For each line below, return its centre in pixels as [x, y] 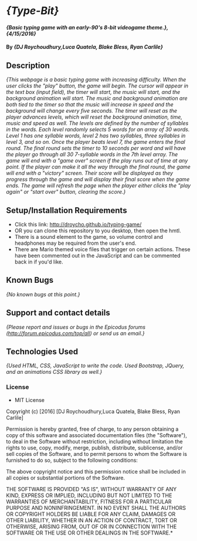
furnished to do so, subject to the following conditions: [72, 460]
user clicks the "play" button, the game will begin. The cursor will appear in [97, 86]
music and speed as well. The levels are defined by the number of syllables [97, 123]
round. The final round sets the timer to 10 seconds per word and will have [96, 148]
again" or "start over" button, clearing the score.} [66, 192]
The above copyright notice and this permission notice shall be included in [96, 471]
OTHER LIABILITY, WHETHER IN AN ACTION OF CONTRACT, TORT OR [91, 520]
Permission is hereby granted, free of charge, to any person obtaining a [92, 429]
